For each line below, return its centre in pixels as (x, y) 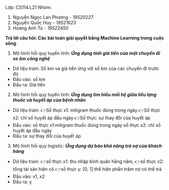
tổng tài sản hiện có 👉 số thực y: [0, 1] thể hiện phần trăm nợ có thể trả (87, 169)
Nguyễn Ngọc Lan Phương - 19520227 (53, 17)
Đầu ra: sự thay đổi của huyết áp (47, 136)
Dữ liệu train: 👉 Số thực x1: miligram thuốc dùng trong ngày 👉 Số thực (86, 110)
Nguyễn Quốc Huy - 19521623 (44, 23)
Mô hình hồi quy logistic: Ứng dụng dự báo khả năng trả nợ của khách (87, 146)
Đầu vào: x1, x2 (29, 176)
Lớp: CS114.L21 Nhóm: (29, 7)
